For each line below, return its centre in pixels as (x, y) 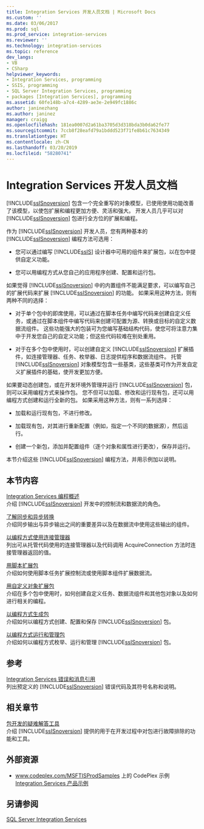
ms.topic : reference (32, 52)
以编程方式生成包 (28, 614)
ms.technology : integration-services (54, 46)
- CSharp (17, 68)
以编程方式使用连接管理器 (38, 537)
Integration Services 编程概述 (43, 496)
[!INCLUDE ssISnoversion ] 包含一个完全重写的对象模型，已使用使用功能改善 (100, 203)
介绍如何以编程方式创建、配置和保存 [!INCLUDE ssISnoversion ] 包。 (90, 622)
